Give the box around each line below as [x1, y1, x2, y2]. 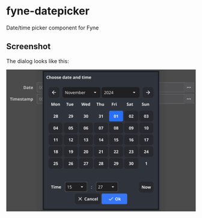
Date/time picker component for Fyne [6, 24, 99, 31]
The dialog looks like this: [6, 57, 69, 64]
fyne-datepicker [6, 4, 90, 18]
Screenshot [6, 41, 51, 52]
